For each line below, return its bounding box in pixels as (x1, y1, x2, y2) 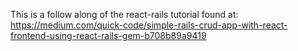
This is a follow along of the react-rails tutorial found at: (10, 9, 239, 20)
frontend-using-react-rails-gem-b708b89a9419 (10, 30, 207, 41)
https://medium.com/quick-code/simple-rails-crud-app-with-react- (10, 19, 288, 31)
